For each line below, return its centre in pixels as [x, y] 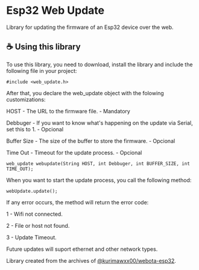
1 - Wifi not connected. [35, 214]
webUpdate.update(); [32, 191]
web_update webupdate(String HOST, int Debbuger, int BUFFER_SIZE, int [98, 163]
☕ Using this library [43, 47]
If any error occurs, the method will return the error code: [77, 202]
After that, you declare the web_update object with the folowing [85, 93]
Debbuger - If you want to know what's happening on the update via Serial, [99, 123]
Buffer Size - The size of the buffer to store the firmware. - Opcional [91, 141]
